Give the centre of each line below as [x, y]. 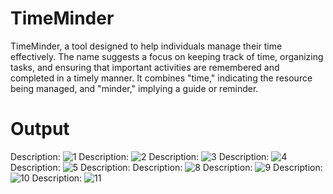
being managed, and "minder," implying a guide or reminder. [134, 88]
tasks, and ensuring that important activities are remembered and [145, 67]
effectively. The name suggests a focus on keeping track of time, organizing [167, 56]
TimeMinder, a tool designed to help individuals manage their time [146, 46]
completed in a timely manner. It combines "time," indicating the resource [161, 78]
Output [40, 129]
